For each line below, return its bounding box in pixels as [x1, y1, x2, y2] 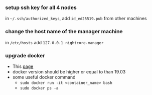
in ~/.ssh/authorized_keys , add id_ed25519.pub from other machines [5, 16, 147, 22]
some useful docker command [12, 74, 76, 80]
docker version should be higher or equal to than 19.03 [12, 68, 126, 74]
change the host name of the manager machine [5, 28, 123, 35]
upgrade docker [5, 52, 45, 59]
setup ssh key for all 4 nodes [5, 4, 77, 11]
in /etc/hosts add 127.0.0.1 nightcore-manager [5, 39, 104, 45]
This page [12, 63, 34, 69]
